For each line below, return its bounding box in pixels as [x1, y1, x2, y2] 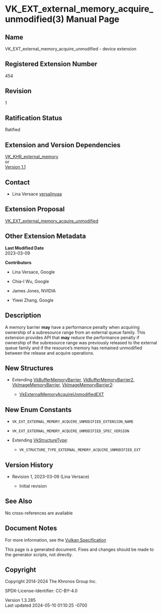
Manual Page [66, 14, 120, 25]
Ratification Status [5, 114, 62, 122]
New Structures [5, 364, 54, 372]
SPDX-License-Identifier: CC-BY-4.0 [5, 588, 78, 594]
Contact [5, 178, 30, 187]
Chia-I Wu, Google [12, 278, 49, 284]
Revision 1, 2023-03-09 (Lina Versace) [12, 474, 89, 479]
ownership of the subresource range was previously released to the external [5, 340, 157, 345]
